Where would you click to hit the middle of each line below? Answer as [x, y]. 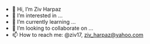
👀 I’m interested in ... [37, 15]
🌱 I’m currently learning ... [44, 22]
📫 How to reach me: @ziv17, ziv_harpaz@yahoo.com [78, 35]
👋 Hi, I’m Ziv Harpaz [37, 9]
